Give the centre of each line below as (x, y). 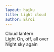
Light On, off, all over (27, 39)
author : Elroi (20, 19)
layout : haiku (20, 10)
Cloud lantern (19, 34)
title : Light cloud (26, 15)
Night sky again (21, 44)
